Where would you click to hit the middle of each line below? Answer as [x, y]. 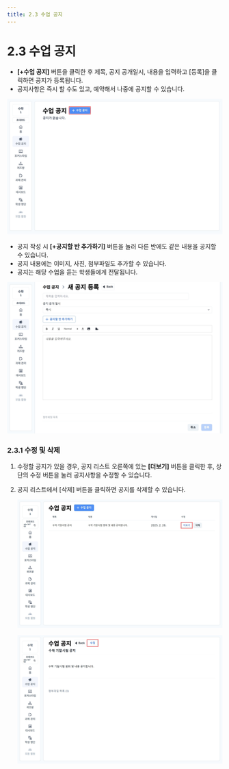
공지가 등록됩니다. [59, 80]
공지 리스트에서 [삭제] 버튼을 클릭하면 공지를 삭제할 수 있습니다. [101, 490]
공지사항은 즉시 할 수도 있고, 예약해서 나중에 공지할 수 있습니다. [101, 88]
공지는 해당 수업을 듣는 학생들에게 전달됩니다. [77, 272]
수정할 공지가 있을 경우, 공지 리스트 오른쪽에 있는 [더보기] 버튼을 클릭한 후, [116, 466]
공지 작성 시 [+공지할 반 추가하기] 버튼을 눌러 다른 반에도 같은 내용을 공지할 [117, 246]
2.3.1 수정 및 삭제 [33, 450]
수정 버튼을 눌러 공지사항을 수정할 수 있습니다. [91, 475]
